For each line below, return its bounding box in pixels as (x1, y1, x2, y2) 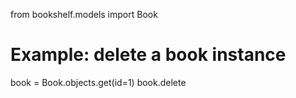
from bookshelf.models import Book (10, 9, 158, 20)
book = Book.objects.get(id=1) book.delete (10, 76, 187, 88)
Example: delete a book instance (10, 44, 287, 66)
